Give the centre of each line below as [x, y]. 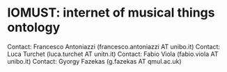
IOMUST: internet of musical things [111, 13]
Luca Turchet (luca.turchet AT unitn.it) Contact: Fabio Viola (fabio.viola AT [113, 54]
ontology [34, 27]
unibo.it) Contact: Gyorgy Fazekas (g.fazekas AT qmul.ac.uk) [95, 61]
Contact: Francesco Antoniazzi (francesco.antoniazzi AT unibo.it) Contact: [114, 46]
